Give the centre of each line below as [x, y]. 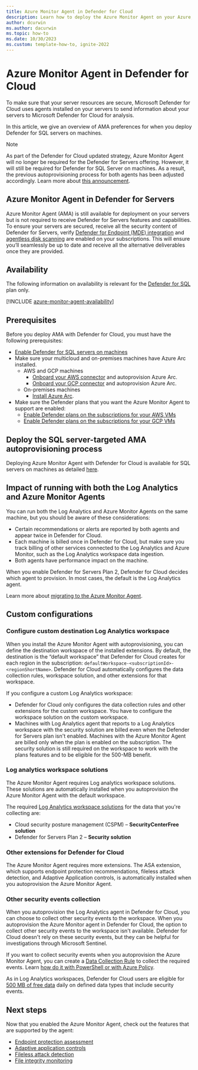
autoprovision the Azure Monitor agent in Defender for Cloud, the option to [97, 925]
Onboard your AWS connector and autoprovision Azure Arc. [105, 377]
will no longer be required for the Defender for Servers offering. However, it [98, 162]
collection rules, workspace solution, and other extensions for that [86, 675]
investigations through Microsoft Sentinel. [57, 943]
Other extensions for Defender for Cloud [65, 852]
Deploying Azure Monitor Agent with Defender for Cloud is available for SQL [98, 463]
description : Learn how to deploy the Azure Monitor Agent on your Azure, [100, 17]
